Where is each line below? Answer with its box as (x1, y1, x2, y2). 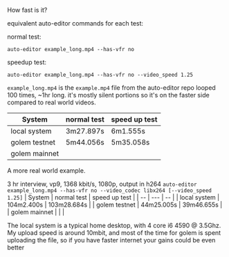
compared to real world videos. (7, 98, 97, 106)
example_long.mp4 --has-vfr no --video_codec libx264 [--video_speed (7, 187, 212, 194)
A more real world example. (7, 166, 86, 175)
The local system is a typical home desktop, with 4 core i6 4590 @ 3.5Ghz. (7, 221, 221, 229)
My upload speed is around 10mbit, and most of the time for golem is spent (7, 229, 221, 237)
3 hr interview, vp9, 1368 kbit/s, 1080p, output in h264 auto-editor (7, 180, 197, 188)
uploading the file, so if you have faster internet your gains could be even (7, 236, 216, 244)
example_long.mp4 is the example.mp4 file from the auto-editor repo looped (7, 84, 216, 92)
